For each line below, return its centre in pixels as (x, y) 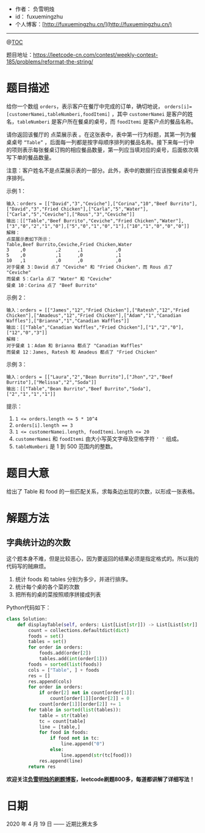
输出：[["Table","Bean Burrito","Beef (54, 389)
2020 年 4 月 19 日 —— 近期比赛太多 (52, 824)
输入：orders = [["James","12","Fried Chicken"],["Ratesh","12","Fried (98, 310)
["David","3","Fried (33, 209)
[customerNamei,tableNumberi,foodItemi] (59, 114)
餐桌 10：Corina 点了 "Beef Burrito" (52, 285)
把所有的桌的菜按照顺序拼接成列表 (58, 594)
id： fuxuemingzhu (39, 16)
